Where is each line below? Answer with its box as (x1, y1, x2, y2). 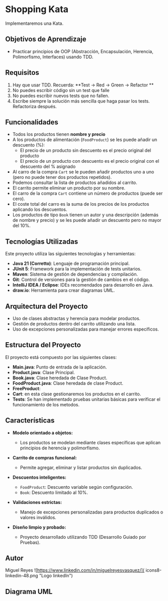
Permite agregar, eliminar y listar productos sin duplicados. (20, 464, 142, 471)
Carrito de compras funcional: (12, 454, 77, 460)
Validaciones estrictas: (12, 499, 62, 505)
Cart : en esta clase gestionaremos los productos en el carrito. (12, 391, 141, 397)
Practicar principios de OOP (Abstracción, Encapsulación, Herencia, (12, 48, 153, 54)
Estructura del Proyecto (5, 341, 81, 349)
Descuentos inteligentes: (12, 474, 67, 480)
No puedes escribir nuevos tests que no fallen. (12, 93, 110, 99)
